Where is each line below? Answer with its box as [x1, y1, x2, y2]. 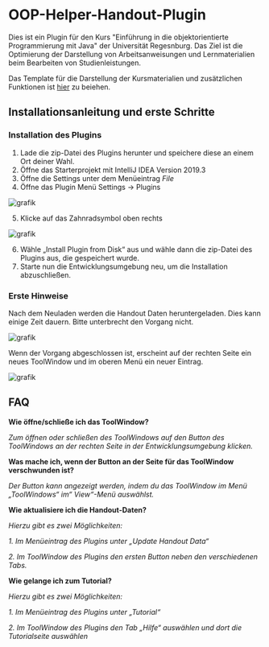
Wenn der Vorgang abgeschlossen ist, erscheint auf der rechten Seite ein [8, 348, 252, 357]
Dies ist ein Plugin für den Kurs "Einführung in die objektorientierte [8, 32, 230, 42]
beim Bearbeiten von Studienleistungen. [8, 58, 142, 68]
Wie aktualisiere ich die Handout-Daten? [8, 505, 147, 514]
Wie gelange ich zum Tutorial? [8, 575, 113, 585]
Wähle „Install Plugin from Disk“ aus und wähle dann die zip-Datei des [19, 244, 253, 254]
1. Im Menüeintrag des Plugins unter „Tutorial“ [8, 607, 161, 616]
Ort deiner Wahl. [19, 156, 75, 166]
